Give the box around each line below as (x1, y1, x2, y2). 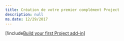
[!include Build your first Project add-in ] (5, 30, 85, 36)
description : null (5, 12, 43, 17)
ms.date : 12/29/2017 (5, 16, 48, 21)
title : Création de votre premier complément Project (5, 7, 120, 12)
